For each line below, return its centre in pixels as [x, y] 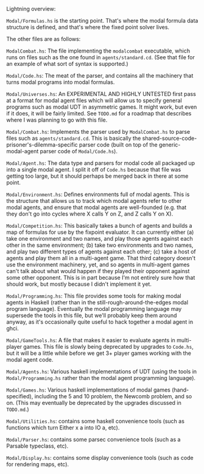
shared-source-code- [170, 138]
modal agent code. [30, 359]
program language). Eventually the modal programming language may [94, 309]
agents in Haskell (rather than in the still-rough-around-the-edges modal [97, 302]
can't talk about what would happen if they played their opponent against [98, 271]
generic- [170, 145]
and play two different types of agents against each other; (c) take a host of [101, 252]
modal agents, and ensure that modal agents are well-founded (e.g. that [97, 207]
